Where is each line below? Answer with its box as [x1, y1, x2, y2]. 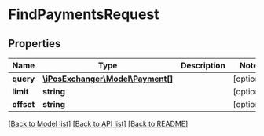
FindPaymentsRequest [8, 6, 159, 24]
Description [180, 61, 225, 71]
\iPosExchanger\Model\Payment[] [42, 73, 174, 84]
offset [12, 99, 35, 109]
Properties [8, 37, 61, 50]
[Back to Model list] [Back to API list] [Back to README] [8, 119, 189, 128]
